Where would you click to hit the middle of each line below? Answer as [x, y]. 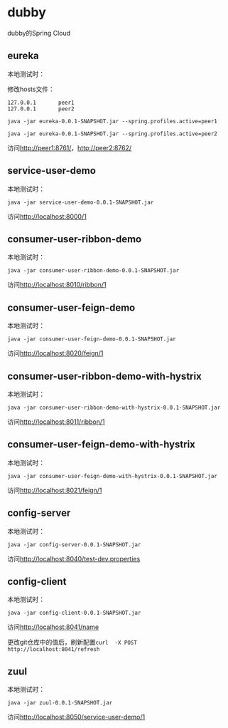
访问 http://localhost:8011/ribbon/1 [56, 422]
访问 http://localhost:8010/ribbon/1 [57, 285]
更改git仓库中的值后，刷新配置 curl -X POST [72, 643]
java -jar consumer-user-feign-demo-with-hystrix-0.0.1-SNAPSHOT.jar [113, 476]
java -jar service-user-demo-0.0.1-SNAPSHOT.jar [81, 202]
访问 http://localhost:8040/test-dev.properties [74, 558]
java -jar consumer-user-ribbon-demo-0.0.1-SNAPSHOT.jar [93, 271]
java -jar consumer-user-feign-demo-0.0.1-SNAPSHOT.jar [92, 339]
